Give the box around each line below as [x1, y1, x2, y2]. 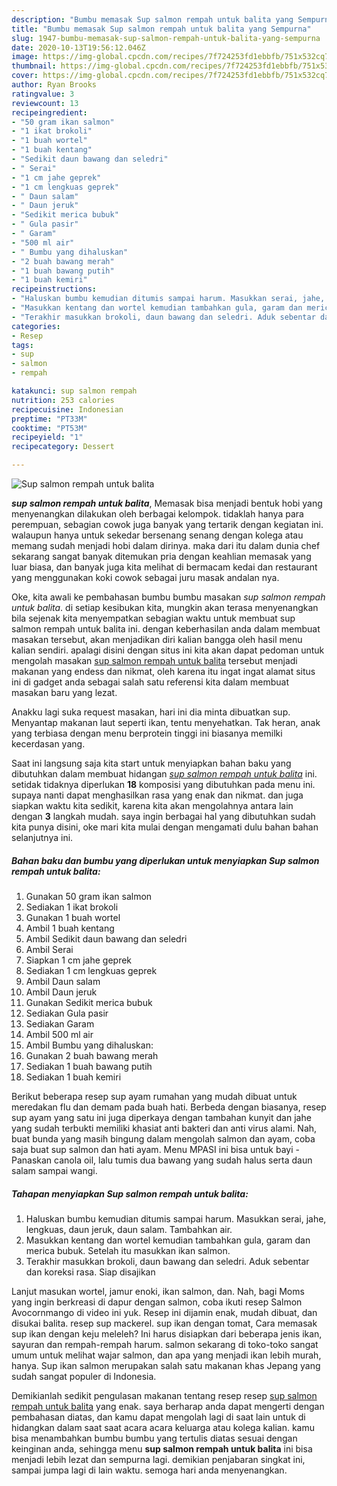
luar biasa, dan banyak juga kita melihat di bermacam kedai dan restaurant [11, 561, 318, 573]
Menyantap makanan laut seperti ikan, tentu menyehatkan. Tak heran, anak [11, 717, 321, 728]
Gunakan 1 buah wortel [25, 911, 121, 923]
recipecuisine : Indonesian [11, 404, 124, 415]
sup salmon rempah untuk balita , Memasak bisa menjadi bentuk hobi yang [11, 497, 323, 509]
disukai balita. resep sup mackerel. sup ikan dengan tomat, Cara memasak [11, 1317, 318, 1329]
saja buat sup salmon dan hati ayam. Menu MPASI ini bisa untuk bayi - [11, 1143, 300, 1155]
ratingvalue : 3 [11, 89, 75, 99]
